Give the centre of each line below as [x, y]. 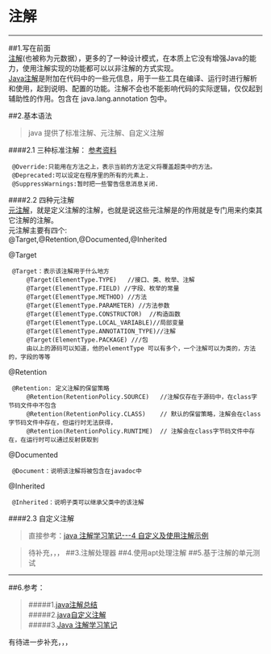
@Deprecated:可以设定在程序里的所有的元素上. [80, 175]
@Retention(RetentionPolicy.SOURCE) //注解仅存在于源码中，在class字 [142, 396]
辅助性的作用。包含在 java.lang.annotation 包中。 [90, 99]
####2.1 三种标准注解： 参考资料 [63, 149]
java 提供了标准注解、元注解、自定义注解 [96, 132]
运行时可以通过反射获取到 [63, 440]
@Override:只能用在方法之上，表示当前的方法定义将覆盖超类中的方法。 [114, 166]
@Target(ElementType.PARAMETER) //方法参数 [98, 305]
